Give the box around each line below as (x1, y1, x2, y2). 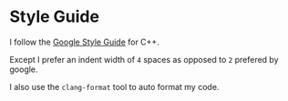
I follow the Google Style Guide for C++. (9, 36, 159, 47)
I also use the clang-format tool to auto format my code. (9, 81, 220, 92)
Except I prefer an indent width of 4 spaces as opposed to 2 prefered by (9, 54, 280, 65)
